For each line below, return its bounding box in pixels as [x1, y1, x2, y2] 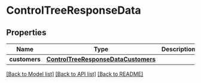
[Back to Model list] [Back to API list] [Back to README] [6, 70, 144, 78]
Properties [6, 27, 47, 38]
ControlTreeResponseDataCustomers [46, 55, 156, 63]
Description [161, 45, 196, 53]
